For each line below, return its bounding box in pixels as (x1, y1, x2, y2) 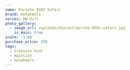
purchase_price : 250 (5, 39, 48, 44)
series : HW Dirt (5, 16, 39, 21)
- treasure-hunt (9, 48, 43, 53)
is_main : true (14, 30, 43, 35)
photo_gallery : (5, 21, 37, 26)
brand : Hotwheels (5, 12, 41, 17)
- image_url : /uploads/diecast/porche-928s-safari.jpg (9, 26, 126, 31)
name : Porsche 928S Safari (5, 7, 61, 12)
